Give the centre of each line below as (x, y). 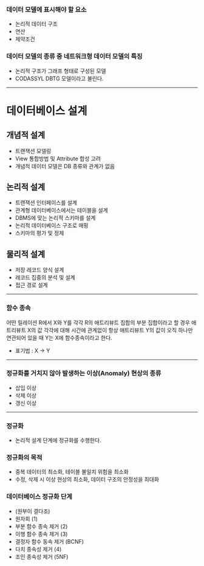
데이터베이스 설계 (47, 111)
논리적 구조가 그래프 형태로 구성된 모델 (60, 70)
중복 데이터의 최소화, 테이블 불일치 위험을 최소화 (72, 472)
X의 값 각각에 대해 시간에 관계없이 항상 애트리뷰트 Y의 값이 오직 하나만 (110, 330)
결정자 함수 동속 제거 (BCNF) (49, 541)
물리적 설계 (26, 254)
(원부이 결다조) (32, 511)
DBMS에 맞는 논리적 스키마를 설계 (55, 218)
